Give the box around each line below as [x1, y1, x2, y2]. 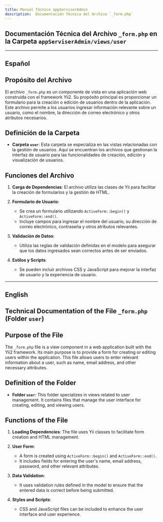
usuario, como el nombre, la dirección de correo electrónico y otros [5, 109, 140, 115]
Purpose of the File [5, 331, 64, 340]
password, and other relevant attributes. [19, 463, 100, 469]
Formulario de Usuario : [12, 199, 60, 205]
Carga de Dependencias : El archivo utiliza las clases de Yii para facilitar [12, 184, 156, 190]
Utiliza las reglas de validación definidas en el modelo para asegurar [19, 243, 156, 249]
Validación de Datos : [12, 233, 55, 239]
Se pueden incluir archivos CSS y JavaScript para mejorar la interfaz [19, 267, 157, 272]
